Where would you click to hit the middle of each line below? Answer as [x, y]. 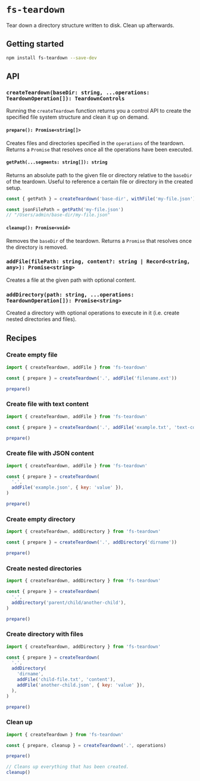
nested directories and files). [41, 319]
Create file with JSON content [50, 453]
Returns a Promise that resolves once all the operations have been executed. [100, 149]
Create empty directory [41, 519]
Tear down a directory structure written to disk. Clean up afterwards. [90, 25]
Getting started [35, 44]
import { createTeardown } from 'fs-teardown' [65, 734]
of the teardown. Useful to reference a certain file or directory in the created [100, 181]
